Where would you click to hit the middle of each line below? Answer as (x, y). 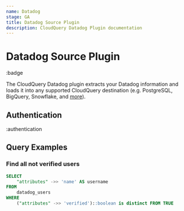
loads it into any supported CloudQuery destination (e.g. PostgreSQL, (89, 91)
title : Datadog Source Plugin (43, 22)
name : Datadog (23, 11)
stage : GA (18, 17)
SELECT (14, 176)
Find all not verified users (43, 164)
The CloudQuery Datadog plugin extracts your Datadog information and (92, 84)
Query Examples (37, 148)
